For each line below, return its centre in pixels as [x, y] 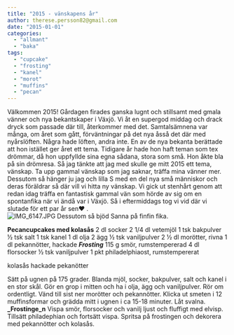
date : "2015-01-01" [36, 27]
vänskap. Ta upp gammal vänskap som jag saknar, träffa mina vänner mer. [115, 172]
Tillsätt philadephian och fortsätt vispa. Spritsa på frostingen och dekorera [115, 317]
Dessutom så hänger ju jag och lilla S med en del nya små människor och [112, 179]
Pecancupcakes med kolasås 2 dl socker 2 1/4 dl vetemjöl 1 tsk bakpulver [115, 230]
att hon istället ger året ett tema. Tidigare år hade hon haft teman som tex [113, 149]
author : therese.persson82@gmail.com [62, 20]
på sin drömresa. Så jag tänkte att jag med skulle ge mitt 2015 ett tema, [110, 164]
